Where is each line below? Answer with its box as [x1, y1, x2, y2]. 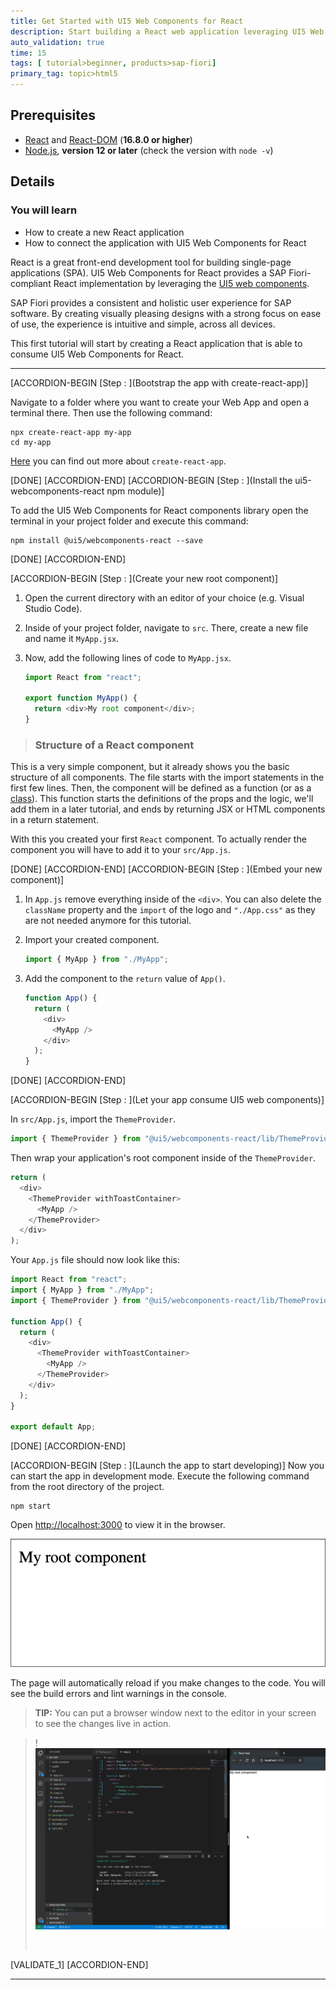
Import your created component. [24, 934, 160, 946]
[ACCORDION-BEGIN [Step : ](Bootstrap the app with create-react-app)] [10, 376, 309, 389]
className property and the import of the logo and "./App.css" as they [24, 904, 316, 916]
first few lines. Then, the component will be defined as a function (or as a [10, 782, 312, 794]
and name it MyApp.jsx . [24, 632, 120, 644]
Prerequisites [10, 107, 96, 124]
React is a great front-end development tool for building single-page [10, 256, 292, 268]
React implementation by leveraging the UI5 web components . [53, 277, 310, 289]
